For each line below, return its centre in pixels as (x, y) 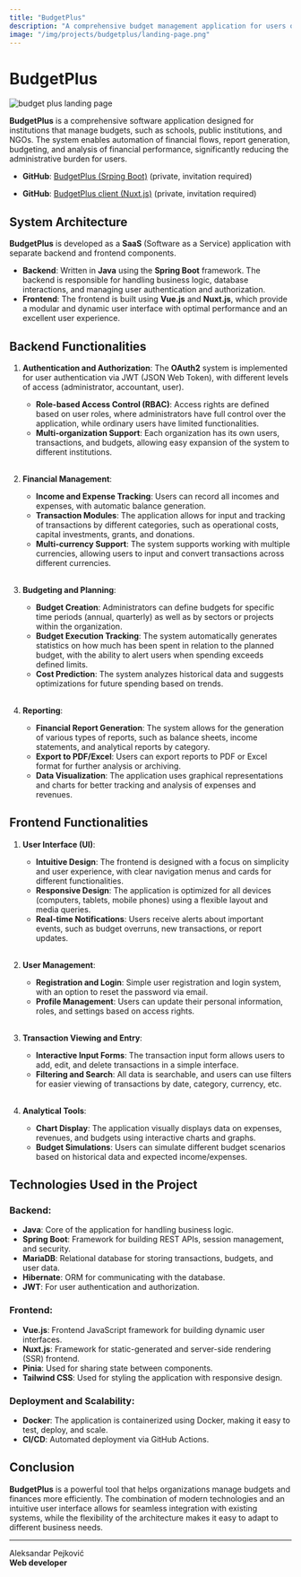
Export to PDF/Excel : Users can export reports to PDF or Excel (151, 756)
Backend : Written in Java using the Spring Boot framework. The (142, 271)
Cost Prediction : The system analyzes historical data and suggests (159, 674)
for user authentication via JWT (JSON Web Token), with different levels (155, 377)
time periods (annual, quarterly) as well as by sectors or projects (155, 616)
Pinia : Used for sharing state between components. (117, 1368)
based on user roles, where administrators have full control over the (161, 414)
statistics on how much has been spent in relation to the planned (155, 645)
